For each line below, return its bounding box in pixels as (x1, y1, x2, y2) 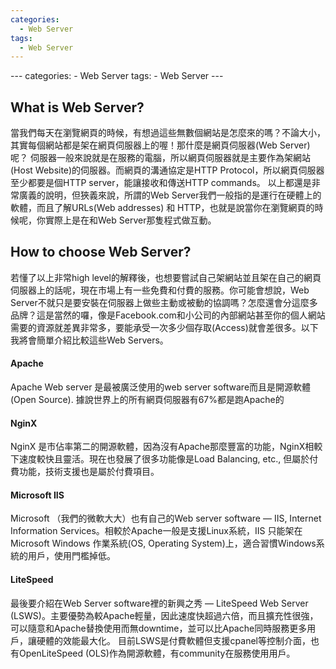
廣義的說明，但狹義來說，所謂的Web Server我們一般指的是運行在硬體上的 (18, 189, 322, 201)
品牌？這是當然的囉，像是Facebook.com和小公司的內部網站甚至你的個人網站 (10, 309, 326, 321)
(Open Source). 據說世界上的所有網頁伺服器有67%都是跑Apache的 (10, 394, 285, 406)
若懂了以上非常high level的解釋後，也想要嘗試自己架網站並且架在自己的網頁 (10, 271, 322, 283)
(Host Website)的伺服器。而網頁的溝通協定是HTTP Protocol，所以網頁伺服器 (10, 164, 325, 176)
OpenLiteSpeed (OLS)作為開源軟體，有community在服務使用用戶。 (18, 647, 296, 659)
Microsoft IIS (10, 489, 65, 501)
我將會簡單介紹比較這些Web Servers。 (10, 334, 169, 346)
